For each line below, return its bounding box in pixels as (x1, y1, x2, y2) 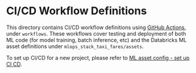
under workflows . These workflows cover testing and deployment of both (6, 30, 186, 37)
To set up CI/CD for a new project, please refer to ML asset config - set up (6, 54, 190, 61)
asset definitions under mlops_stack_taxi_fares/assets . (6, 43, 144, 50)
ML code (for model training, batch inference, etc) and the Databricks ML (6, 36, 187, 43)
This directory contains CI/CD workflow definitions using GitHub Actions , (6, 24, 186, 31)
